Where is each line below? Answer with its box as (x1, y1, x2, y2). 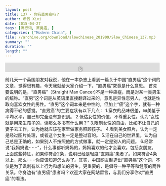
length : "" (5, 48, 28, 53)
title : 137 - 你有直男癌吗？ (5, 12, 60, 17)
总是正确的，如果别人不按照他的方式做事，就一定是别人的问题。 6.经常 (9, 138, 153, 144)
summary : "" (5, 40, 30, 45)
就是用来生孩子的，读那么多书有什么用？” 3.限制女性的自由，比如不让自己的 (5, 120, 160, 126)
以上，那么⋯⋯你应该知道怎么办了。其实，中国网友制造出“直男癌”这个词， (5, 157, 157, 163)
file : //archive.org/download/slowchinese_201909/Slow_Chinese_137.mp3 (5, 35, 156, 40)
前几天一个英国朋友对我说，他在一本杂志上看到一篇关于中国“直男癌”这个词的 (5, 76, 161, 82)
